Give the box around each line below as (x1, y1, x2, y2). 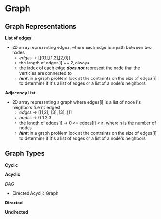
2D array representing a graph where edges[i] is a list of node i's (12, 99, 141, 105)
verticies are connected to (19, 70, 72, 76)
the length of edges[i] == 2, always (19, 60, 89, 65)
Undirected (5, 209, 28, 215)
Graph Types (5, 149, 45, 157)
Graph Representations (5, 22, 76, 31)
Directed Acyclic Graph (12, 190, 59, 196)
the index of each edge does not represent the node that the (19, 65, 140, 71)
